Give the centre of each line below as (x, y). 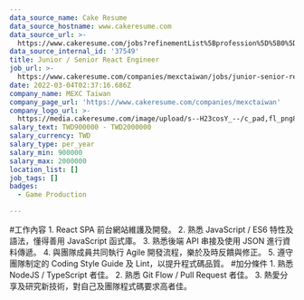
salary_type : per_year (52, 144)
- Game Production (52, 195)
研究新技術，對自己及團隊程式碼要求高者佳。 (108, 286)
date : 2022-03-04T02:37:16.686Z (70, 85)
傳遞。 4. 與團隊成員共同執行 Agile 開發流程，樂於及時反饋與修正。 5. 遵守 (155, 252)
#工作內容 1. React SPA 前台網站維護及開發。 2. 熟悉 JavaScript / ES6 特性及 (152, 229)
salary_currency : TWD (50, 136)
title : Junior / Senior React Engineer (85, 60)
